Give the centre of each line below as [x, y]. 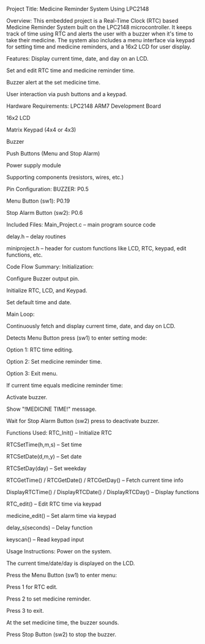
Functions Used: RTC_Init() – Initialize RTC [59, 433]
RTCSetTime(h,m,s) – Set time [44, 444]
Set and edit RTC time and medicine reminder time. [71, 70]
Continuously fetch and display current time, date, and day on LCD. [91, 326]
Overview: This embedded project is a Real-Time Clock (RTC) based [92, 21]
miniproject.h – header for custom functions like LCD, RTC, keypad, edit [96, 248]
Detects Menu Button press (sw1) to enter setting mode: [77, 338]
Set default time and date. [39, 302]
